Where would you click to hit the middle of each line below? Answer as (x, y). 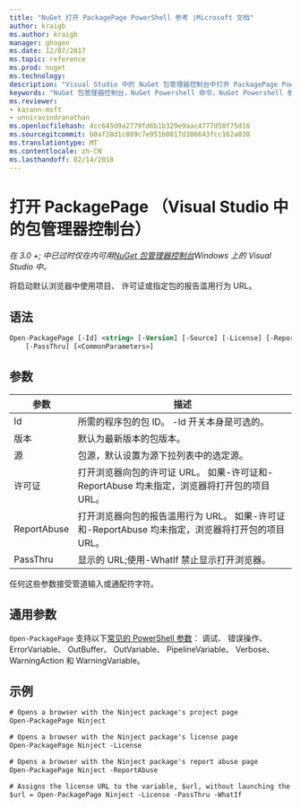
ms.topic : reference (48, 59)
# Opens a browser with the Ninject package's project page (124, 713)
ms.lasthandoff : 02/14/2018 (62, 159)
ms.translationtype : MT (54, 143)
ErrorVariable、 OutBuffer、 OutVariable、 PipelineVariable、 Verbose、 (142, 649)
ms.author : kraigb (43, 34)
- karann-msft (36, 110)
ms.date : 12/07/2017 (48, 51)
